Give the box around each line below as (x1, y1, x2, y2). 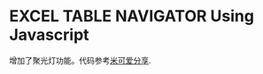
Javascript (9, 25, 90, 45)
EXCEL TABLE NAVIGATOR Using (9, 6, 255, 26)
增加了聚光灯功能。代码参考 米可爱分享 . (9, 55, 152, 65)
